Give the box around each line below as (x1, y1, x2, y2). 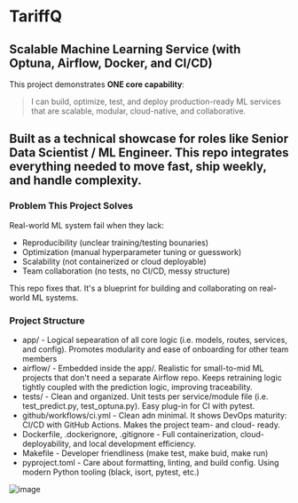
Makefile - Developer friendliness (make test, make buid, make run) (21, 447, 269, 459)
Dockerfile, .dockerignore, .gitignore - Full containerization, (21, 428, 239, 439)
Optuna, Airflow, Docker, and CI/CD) (9, 55, 213, 70)
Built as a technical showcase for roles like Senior (9, 132, 289, 147)
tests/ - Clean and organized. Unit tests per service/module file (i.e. (21, 391, 269, 402)
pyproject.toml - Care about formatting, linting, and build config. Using (21, 457, 279, 467)
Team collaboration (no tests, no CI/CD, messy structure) (21, 265, 231, 276)
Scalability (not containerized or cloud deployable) (21, 256, 207, 267)
